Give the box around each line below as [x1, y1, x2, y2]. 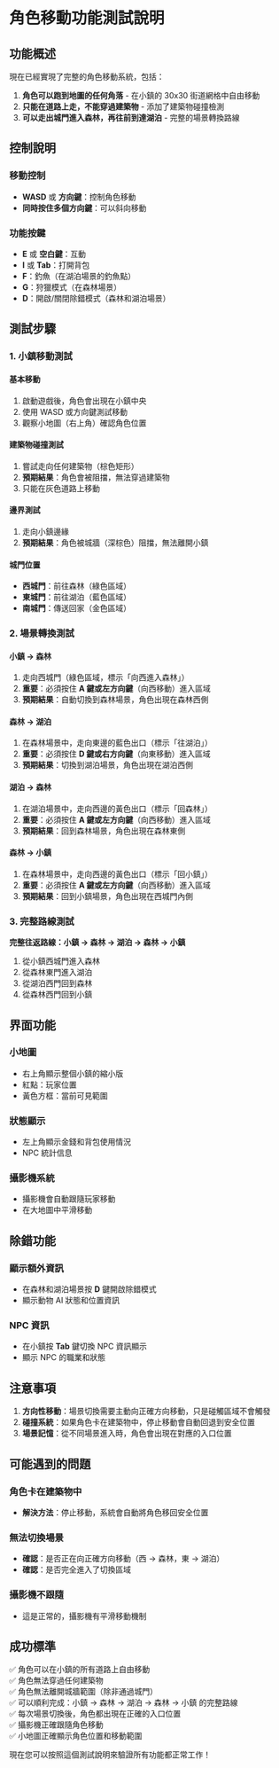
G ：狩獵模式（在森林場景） [21, 281, 122, 293]
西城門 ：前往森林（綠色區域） [21, 581, 131, 591]
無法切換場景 [9, 1531, 65, 1544]
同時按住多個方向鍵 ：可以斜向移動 [21, 202, 147, 213]
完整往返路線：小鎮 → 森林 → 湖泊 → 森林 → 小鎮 [9, 937, 186, 948]
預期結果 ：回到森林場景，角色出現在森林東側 [21, 825, 186, 836]
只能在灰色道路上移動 [21, 482, 100, 493]
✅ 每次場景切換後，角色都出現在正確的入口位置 [9, 1709, 182, 1719]
